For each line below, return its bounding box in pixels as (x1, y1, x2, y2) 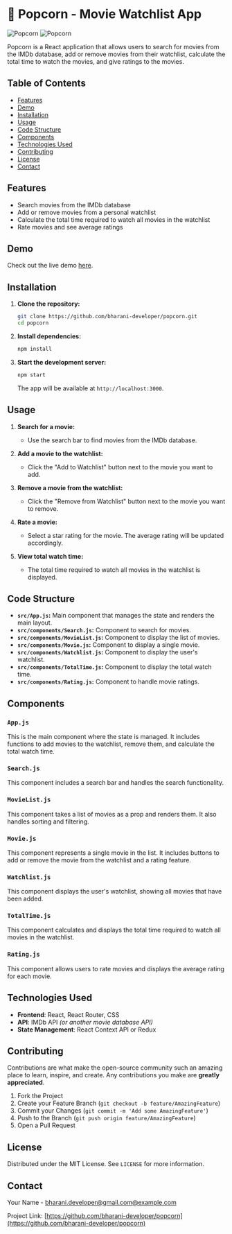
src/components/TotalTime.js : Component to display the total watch (17, 663, 213, 671)
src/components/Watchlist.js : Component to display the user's (17, 648, 198, 657)
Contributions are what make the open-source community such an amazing (7, 1063, 223, 1072)
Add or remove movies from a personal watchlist (17, 208, 157, 216)
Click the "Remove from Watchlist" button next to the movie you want (27, 497, 226, 505)
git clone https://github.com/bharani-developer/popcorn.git (17, 313, 198, 320)
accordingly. (27, 539, 64, 547)
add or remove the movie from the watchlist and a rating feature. (7, 855, 192, 864)
